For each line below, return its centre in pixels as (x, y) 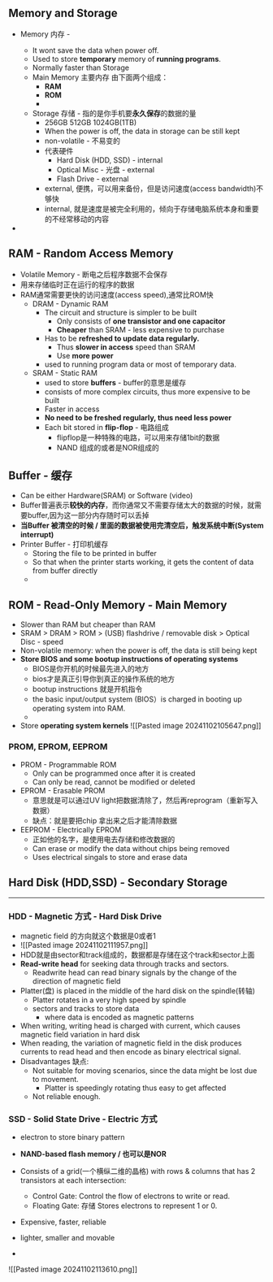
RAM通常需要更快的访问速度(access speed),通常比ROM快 (117, 294)
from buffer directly (65, 571)
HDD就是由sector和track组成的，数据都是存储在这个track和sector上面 (137, 954)
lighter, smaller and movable (67, 1237)
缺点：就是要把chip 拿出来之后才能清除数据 (104, 820)
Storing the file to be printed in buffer (94, 554)
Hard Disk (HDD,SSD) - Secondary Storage (118, 882)
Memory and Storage (63, 13)
